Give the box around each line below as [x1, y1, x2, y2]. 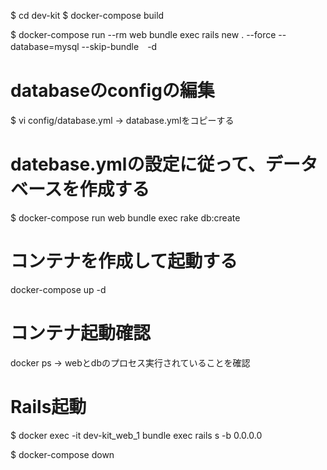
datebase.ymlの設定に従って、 [10, 153, 266, 176]
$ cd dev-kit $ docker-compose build [10, 10, 165, 21]
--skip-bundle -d [81, 41, 158, 52]
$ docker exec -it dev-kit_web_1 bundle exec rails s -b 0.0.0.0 [10, 429, 263, 441]
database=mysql [10, 41, 80, 52]
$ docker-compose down [10, 448, 115, 460]
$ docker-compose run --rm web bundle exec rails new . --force [10, 29, 277, 40]
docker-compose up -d [10, 283, 107, 295]
